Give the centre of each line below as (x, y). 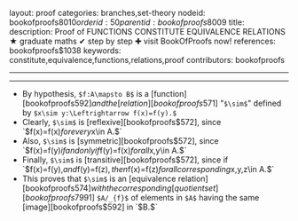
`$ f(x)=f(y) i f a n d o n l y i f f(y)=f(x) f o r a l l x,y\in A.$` (104, 150)
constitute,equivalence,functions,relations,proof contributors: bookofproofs (147, 60)
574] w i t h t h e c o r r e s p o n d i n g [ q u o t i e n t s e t (145, 188)
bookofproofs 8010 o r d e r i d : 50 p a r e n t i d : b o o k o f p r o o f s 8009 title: (127, 22)
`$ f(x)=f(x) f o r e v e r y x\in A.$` (72, 131)
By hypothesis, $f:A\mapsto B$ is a (85, 94)
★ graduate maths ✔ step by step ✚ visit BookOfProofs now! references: (143, 41)
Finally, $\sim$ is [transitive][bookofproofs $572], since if (125, 160)
